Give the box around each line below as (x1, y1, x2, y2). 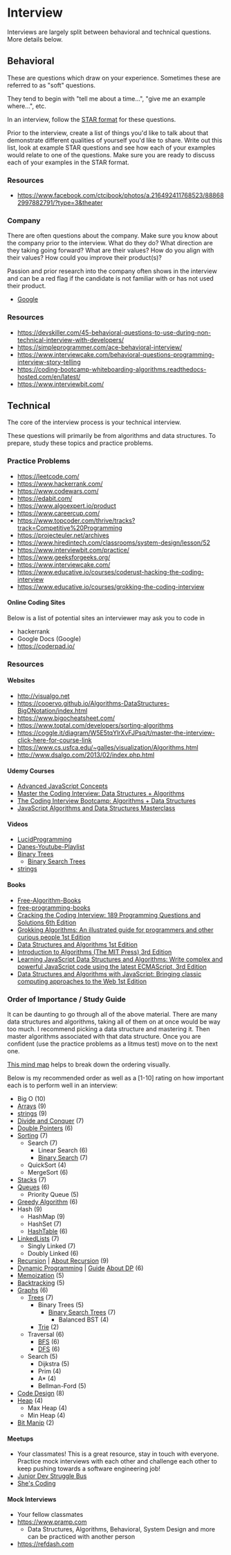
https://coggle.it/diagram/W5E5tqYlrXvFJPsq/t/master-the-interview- (17, 729, 216, 737)
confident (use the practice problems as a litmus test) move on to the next (7, 1039, 218, 1048)
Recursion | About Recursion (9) (17, 1256, 109, 1265)
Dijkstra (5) (37, 1360, 70, 1368)
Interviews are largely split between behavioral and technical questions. (7, 28, 212, 36)
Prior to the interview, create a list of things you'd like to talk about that (7, 128, 209, 137)
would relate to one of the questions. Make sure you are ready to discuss (7, 150, 215, 159)
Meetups (7, 1434, 34, 1443)
